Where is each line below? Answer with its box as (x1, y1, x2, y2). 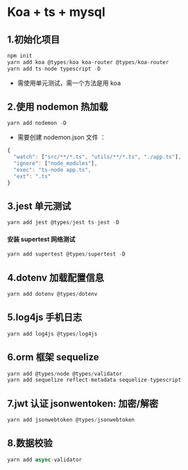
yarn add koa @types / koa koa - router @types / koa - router (7, 58, 169, 66)
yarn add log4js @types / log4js (7, 330, 98, 337)
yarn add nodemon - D (7, 119, 67, 127)
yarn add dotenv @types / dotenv (7, 291, 98, 298)
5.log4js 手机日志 (7, 312, 83, 324)
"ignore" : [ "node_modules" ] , (13, 160, 98, 167)
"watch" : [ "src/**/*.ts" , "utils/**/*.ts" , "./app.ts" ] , (13, 153, 182, 160)
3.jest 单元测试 (7, 200, 71, 212)
